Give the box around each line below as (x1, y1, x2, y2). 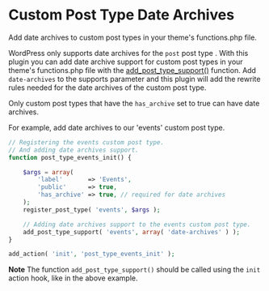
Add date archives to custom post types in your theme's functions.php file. (8, 32, 257, 42)
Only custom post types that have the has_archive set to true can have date (8, 98, 260, 108)
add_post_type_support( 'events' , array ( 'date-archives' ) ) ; (23, 228, 241, 236)
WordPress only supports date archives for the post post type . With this (8, 48, 249, 58)
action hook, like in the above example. (8, 273, 138, 283)
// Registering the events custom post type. (8, 138, 164, 147)
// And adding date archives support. (8, 146, 139, 154)
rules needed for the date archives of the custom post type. (8, 83, 207, 92)
